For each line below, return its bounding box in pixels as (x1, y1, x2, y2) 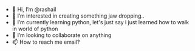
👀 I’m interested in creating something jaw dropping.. (12, 12, 145, 19)
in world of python (12, 25, 58, 32)
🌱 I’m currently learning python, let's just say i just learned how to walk (12, 19, 190, 25)
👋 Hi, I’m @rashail (12, 6, 56, 13)
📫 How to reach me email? (12, 38, 80, 46)
